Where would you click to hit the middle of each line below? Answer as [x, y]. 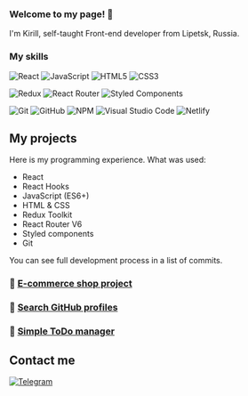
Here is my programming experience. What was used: [108, 160]
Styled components [58, 234]
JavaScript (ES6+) [56, 196]
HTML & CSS [46, 206]
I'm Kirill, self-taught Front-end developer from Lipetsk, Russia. [124, 34]
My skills [29, 57]
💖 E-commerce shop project [71, 284]
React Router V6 [52, 224]
